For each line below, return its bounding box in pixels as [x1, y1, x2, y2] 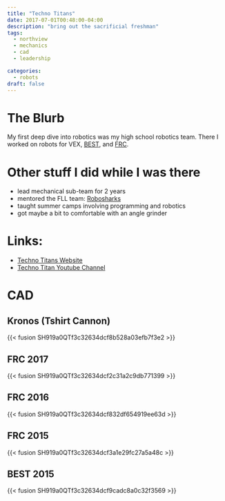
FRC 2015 [7, 430, 50, 442]
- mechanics [13, 42, 48, 49]
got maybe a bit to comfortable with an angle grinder [17, 209, 168, 217]
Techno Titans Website [17, 256, 83, 264]
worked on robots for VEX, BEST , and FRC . [7, 140, 129, 148]
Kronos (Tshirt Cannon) [7, 315, 110, 326]
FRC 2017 [7, 353, 49, 365]
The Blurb [7, 110, 65, 126]
